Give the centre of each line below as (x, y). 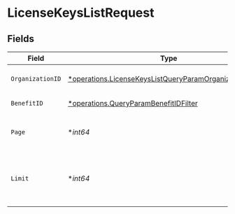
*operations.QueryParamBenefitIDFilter (133, 103)
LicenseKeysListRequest (81, 13)
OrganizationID (36, 79)
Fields (21, 39)
